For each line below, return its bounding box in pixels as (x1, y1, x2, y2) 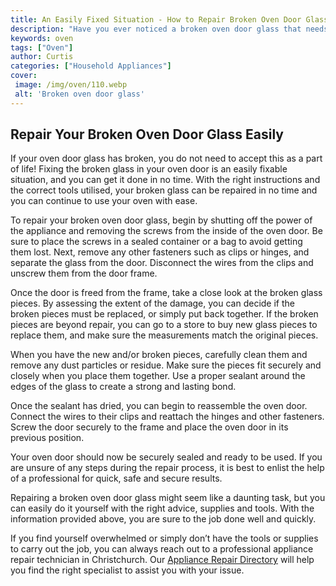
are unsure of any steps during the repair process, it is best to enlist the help (10, 462, 325, 474)
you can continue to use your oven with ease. (10, 195, 198, 207)
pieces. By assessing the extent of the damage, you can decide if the (10, 297, 295, 310)
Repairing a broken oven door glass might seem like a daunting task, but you (10, 492, 326, 504)
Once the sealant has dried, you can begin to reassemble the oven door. (10, 400, 308, 412)
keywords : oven (10, 33, 74, 43)
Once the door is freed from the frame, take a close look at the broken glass (10, 287, 323, 299)
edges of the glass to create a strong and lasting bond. (10, 381, 237, 393)
